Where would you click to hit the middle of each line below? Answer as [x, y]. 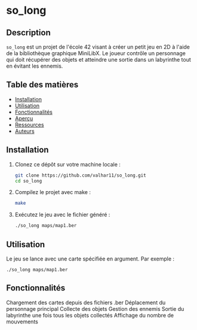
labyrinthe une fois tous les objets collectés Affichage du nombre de [90, 315]
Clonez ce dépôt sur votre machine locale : [68, 164]
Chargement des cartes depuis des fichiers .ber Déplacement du [86, 302]
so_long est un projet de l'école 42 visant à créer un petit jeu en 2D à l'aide [98, 47]
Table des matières [42, 85]
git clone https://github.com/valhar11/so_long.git [80, 175]
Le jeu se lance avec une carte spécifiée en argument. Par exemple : [90, 259]
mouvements [22, 322]
